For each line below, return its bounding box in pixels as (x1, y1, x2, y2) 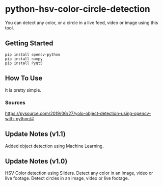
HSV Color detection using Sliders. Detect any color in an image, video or (5, 170, 153, 176)
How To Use (5, 74, 43, 82)
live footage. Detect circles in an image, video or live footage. (5, 175, 129, 181)
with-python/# (5, 115, 34, 121)
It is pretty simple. (5, 87, 42, 93)
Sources (5, 99, 26, 106)
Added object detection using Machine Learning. (5, 143, 104, 149)
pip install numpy (5, 56, 43, 61)
